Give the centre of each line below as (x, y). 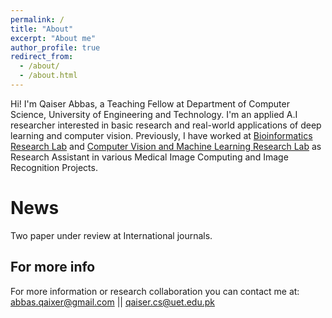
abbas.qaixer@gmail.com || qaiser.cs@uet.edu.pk (112, 302)
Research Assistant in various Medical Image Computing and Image (149, 157)
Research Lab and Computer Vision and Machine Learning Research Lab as (166, 146)
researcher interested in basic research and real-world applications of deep (166, 125)
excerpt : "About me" (53, 38)
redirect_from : (42, 57)
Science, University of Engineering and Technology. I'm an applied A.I (154, 114)
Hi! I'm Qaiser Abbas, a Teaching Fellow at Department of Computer (150, 103)
